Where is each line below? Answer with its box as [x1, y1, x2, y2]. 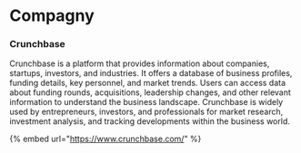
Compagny [9, 5, 95, 26]
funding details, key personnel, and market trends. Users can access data [9, 78, 286, 89]
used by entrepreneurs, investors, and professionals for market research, [9, 106, 284, 118]
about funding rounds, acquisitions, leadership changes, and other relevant [9, 87, 291, 98]
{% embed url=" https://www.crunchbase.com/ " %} [9, 133, 202, 145]
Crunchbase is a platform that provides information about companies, [9, 58, 270, 69]
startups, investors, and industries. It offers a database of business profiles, [9, 68, 293, 79]
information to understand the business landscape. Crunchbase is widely [9, 97, 284, 108]
